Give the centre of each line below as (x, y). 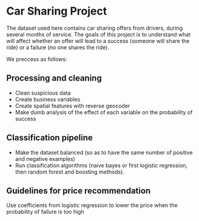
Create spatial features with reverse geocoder (73, 106)
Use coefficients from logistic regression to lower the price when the (92, 205)
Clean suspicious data (43, 93)
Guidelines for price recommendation (79, 190)
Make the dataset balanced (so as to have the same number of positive (104, 152)
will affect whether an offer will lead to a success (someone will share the (98, 41)
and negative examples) (45, 158)
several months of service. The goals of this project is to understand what (99, 34)
